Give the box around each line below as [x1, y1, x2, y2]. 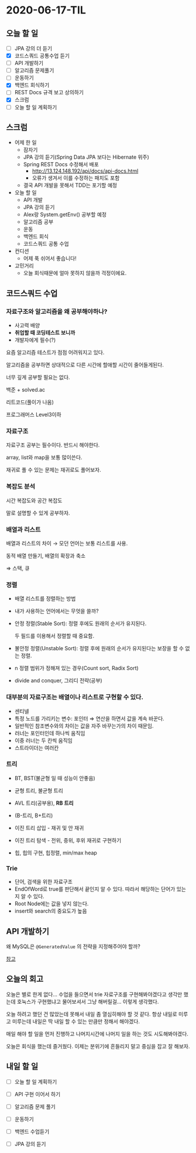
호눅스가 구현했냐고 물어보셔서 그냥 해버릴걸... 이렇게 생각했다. [16, 998, 159, 1005]
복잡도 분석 [6, 482, 36, 490]
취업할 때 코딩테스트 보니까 [14, 329, 75, 337]
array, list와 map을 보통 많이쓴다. [6, 454, 82, 461]
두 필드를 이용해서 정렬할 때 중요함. [14, 633, 95, 640]
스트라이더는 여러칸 [14, 744, 59, 751]
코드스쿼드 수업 [6, 288, 58, 298]
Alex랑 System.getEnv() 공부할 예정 [23, 211, 107, 218]
